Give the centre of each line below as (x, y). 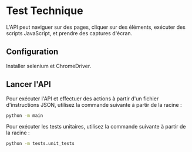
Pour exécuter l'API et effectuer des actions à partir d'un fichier (82, 99)
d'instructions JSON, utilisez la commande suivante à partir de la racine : (94, 104)
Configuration (32, 52)
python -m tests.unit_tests (41, 144)
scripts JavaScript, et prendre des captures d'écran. (69, 33)
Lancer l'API (28, 84)
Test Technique (45, 11)
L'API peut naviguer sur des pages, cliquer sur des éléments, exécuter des (96, 27)
